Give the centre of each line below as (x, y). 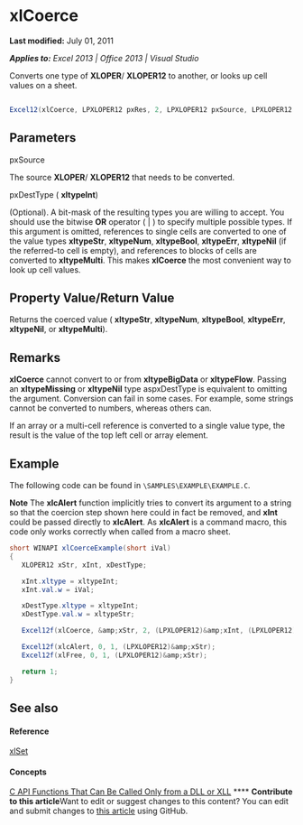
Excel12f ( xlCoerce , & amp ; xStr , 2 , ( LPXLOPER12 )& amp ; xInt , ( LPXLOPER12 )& (161, 631)
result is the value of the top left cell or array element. (109, 435)
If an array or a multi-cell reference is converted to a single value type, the (147, 426)
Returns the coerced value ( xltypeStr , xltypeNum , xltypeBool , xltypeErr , (147, 320)
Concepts (28, 772)
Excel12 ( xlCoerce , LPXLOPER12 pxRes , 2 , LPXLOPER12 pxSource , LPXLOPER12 (151, 109)
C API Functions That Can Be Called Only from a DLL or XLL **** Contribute (151, 792)
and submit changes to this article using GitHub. (99, 811)
